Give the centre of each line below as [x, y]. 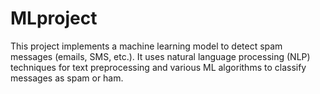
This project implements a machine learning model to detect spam [146, 46]
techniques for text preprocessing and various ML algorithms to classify [158, 67]
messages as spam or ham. [67, 78]
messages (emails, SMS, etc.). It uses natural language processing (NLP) [160, 56]
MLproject [54, 18]
